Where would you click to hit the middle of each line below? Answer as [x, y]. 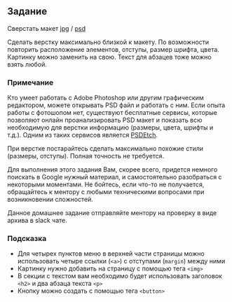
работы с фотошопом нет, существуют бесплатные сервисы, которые [112, 113]
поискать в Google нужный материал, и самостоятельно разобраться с [115, 177]
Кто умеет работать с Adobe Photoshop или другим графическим [106, 98]
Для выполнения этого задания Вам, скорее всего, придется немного [112, 170]
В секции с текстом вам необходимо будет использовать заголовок [120, 276]
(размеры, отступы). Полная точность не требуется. [86, 156]
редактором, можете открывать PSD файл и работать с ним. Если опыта [116, 105]
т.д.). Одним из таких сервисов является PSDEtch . [83, 135]
